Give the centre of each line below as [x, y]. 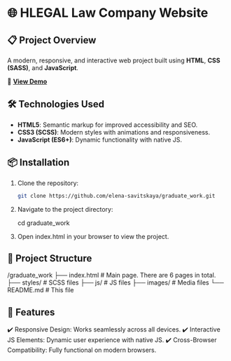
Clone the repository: [48, 183]
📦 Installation [38, 163]
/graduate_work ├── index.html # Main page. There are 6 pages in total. [112, 275]
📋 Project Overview [52, 40]
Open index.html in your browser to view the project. [93, 236]
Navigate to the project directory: [65, 209]
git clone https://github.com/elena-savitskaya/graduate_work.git [116, 196]
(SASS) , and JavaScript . [43, 68]
